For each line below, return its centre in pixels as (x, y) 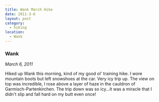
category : (15, 23)
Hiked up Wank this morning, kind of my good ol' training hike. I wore (74, 74)
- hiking (18, 28)
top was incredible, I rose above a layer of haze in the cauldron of (70, 84)
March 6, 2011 (19, 64)
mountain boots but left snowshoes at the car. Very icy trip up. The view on (80, 79)
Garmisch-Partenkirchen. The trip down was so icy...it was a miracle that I (79, 89)
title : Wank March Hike (29, 9)
